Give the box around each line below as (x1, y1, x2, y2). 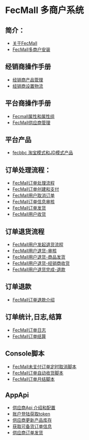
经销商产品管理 (12, 76, 43, 82)
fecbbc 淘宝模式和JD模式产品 (12, 149, 73, 155)
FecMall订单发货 (12, 205, 46, 211)
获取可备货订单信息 (12, 423, 52, 429)
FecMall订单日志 (12, 327, 46, 333)
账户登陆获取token (12, 411, 51, 417)
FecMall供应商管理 (12, 119, 51, 125)
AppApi (5, 390, 29, 399)
